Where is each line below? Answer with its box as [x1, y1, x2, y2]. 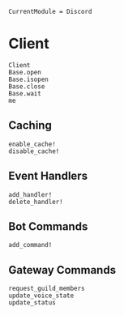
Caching [8, 118, 53, 133]
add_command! [8, 241, 53, 249]
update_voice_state [8, 292, 75, 300]
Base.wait [8, 89, 42, 97]
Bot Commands [8, 219, 88, 233]
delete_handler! [8, 198, 63, 206]
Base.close [8, 82, 45, 91]
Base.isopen [8, 75, 49, 83]
